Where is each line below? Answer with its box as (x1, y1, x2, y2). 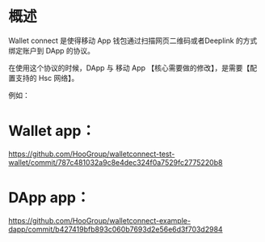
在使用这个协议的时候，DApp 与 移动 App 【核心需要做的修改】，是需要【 (8, 62, 250, 73)
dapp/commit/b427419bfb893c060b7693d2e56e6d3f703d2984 (8, 224, 224, 234)
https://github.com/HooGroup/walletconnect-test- (8, 149, 175, 159)
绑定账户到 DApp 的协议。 (8, 45, 95, 55)
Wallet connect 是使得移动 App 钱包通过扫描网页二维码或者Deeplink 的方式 (8, 36, 258, 45)
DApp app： (8, 189, 90, 207)
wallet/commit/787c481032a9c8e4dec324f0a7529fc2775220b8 (8, 157, 223, 167)
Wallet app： (8, 122, 95, 140)
